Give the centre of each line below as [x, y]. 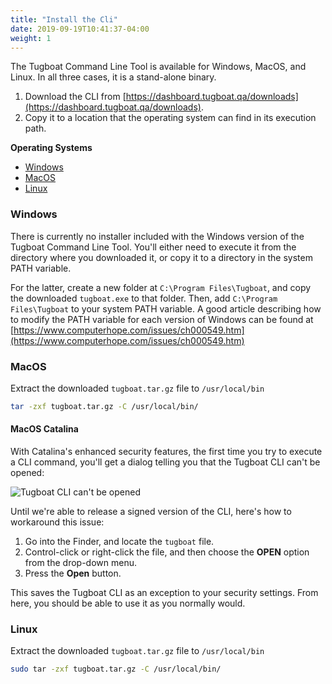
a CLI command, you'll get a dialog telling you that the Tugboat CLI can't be [165, 462]
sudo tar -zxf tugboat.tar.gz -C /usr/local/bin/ [116, 669]
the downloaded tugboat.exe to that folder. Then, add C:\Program [144, 298]
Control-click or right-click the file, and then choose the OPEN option [167, 552]
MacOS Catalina [44, 429]
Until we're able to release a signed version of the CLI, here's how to [151, 512]
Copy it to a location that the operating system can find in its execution [170, 118]
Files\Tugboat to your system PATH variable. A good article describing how [166, 308]
